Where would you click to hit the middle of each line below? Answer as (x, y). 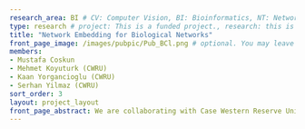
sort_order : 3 (36, 94)
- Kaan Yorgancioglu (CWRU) (63, 77)
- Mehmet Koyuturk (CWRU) (58, 69)
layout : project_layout (54, 102)
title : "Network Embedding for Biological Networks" (111, 35)
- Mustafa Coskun (42, 60)
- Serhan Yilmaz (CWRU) (54, 85)
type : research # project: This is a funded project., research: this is (152, 26)
